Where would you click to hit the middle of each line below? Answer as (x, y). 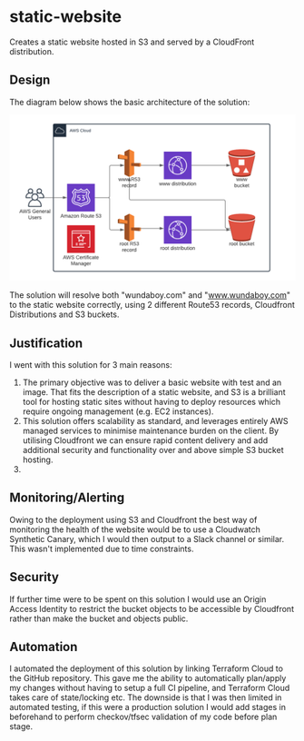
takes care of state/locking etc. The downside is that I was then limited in (146, 697)
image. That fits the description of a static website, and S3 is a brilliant (154, 391)
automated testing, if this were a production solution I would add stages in (147, 707)
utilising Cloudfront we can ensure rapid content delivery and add (145, 440)
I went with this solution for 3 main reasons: (91, 364)
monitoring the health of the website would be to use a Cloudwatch (135, 529)
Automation (44, 647)
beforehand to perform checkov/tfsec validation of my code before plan (143, 717)
